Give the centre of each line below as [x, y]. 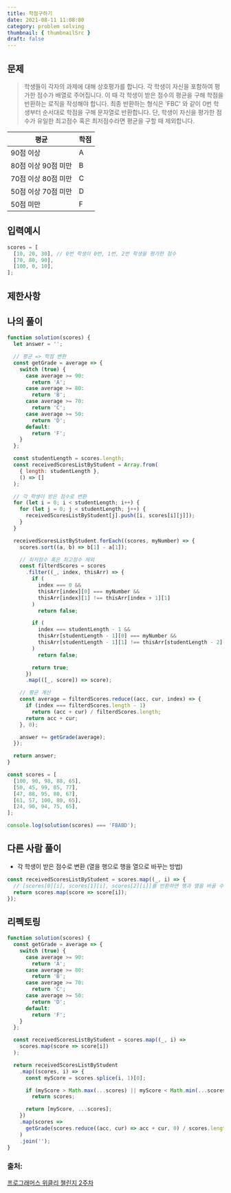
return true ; [51, 668]
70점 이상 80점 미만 [41, 178]
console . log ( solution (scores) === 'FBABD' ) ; [72, 826]
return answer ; [35, 756]
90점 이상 [26, 153]
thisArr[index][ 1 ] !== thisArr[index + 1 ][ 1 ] [104, 598]
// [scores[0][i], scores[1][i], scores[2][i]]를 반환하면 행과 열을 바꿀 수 [119, 886]
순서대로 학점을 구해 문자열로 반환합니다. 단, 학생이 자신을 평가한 [129, 112]
